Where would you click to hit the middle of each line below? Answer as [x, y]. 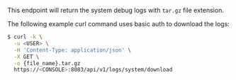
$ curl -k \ [25, 37]
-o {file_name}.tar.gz [47, 63]
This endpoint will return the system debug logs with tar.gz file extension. [116, 10]
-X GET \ [27, 57]
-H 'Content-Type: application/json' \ [73, 50]
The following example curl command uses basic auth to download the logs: [119, 24]
